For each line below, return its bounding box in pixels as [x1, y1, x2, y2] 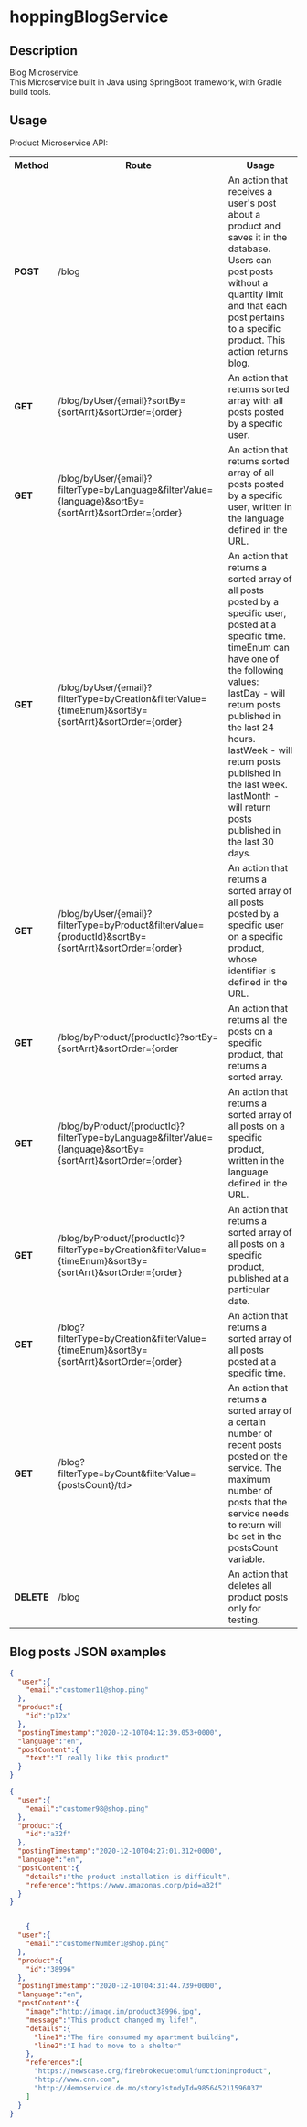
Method [14, 158, 49, 171]
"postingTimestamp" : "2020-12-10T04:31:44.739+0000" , [17, 1982, 223, 1991]
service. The [228, 1461, 281, 1473]
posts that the [228, 1495, 288, 1508]
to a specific [228, 322, 281, 335]
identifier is [228, 964, 277, 977]
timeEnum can [228, 641, 290, 654]
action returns [228, 345, 289, 357]
